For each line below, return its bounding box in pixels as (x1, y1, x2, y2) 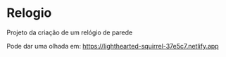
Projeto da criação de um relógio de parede (6, 28, 133, 37)
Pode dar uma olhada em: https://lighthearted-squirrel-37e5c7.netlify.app (6, 42, 219, 50)
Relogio (6, 5, 52, 21)
